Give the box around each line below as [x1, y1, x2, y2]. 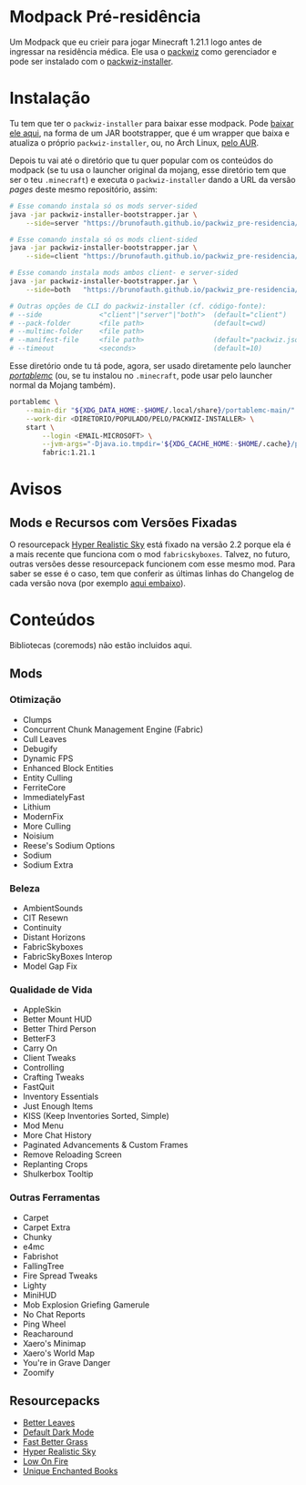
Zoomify [22, 1367, 55, 1378]
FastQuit [22, 1082, 55, 1093]
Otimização [9, 694, 62, 707]
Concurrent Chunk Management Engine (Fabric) [22, 724, 204, 735]
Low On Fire [22, 1456, 69, 1467]
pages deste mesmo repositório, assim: [9, 184, 158, 195]
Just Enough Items [22, 1101, 94, 1112]
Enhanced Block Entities [22, 762, 114, 773]
